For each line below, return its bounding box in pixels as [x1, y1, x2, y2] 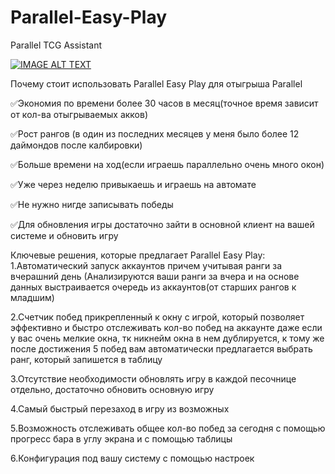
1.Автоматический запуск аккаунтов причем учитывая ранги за [10, 259, 283, 271]
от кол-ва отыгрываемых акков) [10, 108, 149, 120]
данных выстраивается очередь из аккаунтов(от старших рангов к [10, 281, 297, 293]
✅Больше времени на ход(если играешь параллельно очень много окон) [10, 158, 325, 170]
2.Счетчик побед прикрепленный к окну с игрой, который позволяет [10, 311, 305, 323]
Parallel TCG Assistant [10, 39, 103, 51]
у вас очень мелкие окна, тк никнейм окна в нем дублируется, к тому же [10, 332, 325, 344]
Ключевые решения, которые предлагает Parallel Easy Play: [10, 249, 266, 261]
